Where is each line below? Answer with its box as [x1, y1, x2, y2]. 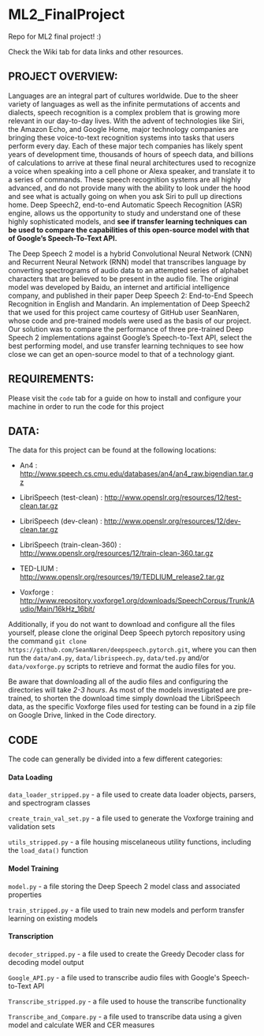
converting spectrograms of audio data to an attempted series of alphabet [8, 265, 249, 275]
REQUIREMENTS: [8, 373, 95, 386]
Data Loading [8, 772, 53, 782]
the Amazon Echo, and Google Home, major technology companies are [8, 124, 239, 133]
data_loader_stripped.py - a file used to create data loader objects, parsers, [8, 790, 256, 799]
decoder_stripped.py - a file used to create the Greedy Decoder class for [8, 949, 245, 959]
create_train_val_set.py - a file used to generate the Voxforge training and [8, 813, 254, 823]
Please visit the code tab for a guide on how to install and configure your [8, 393, 242, 403]
